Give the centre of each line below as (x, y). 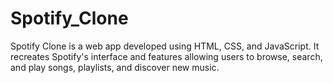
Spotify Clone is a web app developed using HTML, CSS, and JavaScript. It (165, 46)
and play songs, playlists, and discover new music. (115, 67)
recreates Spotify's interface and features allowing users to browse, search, (166, 56)
